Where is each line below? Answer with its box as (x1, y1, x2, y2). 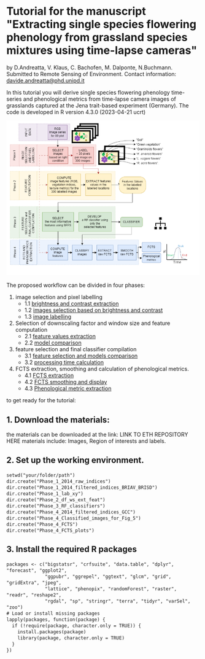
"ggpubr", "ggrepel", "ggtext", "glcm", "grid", (45, 573, 172, 580)
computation (15, 326, 48, 333)
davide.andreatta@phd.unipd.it (6, 77, 85, 84)
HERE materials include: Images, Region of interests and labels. (6, 437, 166, 445)
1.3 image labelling (24, 313, 72, 321)
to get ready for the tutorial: (6, 397, 76, 404)
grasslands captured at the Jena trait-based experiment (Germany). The (6, 101, 189, 109)
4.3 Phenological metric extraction (24, 385, 112, 392)
